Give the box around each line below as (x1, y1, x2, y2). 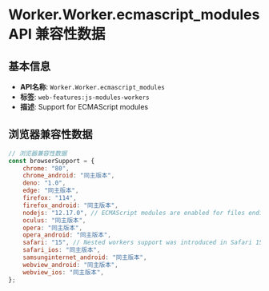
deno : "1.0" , (22, 179, 66, 187)
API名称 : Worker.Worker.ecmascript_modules (19, 82, 166, 91)
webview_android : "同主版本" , (22, 261, 118, 269)
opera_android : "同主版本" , (22, 231, 112, 239)
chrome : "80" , (22, 164, 70, 173)
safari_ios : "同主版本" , (22, 246, 101, 254)
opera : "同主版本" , (22, 224, 82, 232)
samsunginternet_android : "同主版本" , (22, 253, 147, 261)
